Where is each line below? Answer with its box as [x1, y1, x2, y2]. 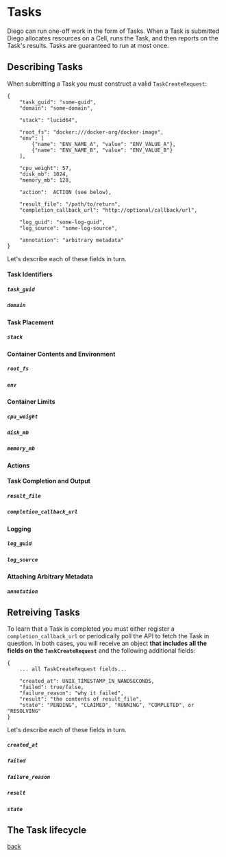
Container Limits [7, 398, 55, 405]
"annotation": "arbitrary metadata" [19, 237, 125, 243]
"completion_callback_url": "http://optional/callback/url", [19, 206, 197, 213]
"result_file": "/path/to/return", [19, 200, 121, 208]
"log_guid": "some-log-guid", [19, 219, 106, 226]
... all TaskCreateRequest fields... [19, 666, 127, 673]
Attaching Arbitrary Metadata [7, 572, 94, 580]
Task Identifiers [7, 270, 53, 278]
